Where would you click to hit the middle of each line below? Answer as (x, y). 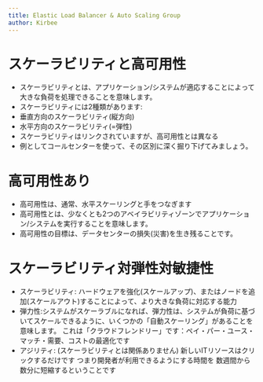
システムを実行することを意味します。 (91, 224)
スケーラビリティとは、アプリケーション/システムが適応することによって (137, 87)
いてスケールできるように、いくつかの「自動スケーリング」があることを (136, 321)
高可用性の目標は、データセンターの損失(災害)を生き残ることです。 (128, 233)
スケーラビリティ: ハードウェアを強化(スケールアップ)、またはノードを (134, 292)
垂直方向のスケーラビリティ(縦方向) (77, 117)
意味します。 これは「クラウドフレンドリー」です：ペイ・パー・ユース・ (137, 331)
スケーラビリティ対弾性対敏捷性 (111, 268)
